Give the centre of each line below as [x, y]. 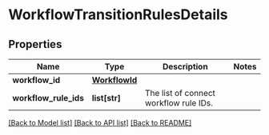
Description [185, 67]
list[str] [106, 98]
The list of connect [181, 93]
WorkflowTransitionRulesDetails [118, 15]
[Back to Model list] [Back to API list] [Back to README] [100, 123]
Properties [35, 44]
